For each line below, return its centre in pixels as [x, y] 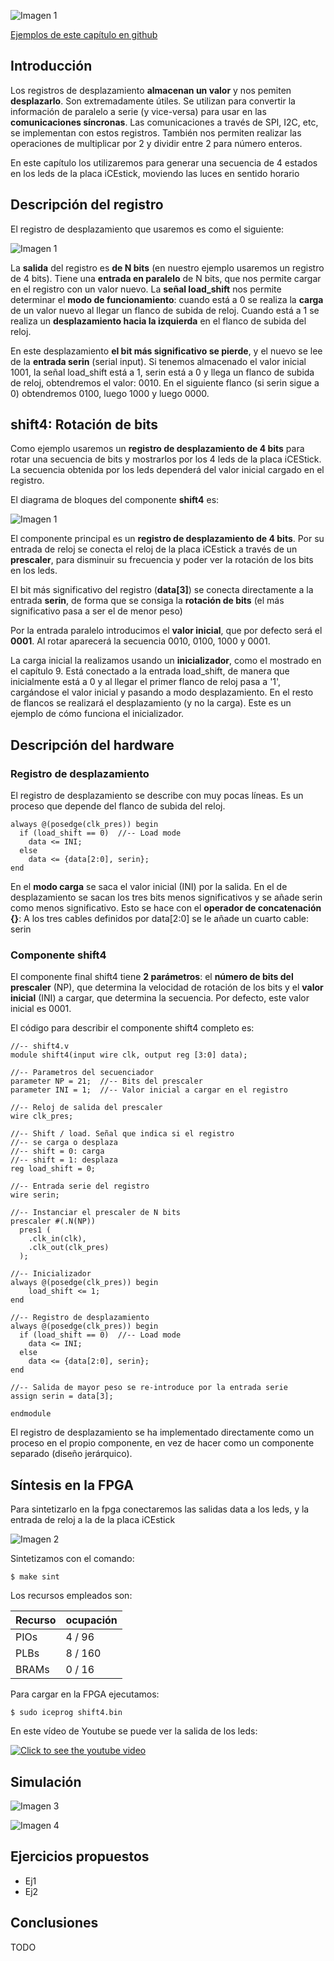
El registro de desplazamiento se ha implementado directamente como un [162, 1432]
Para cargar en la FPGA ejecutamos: [85, 1694]
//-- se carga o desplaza [64, 1143]
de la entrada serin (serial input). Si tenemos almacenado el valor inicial [158, 361]
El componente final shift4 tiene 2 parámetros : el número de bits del [152, 977]
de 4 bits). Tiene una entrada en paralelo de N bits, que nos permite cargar [166, 278]
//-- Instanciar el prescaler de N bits [96, 1213]
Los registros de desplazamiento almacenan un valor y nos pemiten [151, 90]
